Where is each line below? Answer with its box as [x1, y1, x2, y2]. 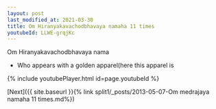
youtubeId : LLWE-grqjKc [7, 29, 75, 36]
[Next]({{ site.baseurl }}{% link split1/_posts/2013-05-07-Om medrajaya [7, 88, 210, 96]
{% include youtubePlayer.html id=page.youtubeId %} [7, 75, 160, 83]
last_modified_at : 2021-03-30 [7, 16, 94, 23]
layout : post [7, 10, 45, 17]
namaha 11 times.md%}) [7, 95, 75, 104]
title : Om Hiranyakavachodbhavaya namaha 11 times [7, 23, 155, 29]
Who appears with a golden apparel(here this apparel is [16, 61, 174, 69]
